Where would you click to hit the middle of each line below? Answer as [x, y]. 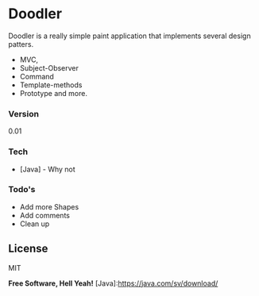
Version [24, 113]
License [28, 249]
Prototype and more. [53, 93]
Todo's [22, 190]
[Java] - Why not [47, 169]
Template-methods [51, 85]
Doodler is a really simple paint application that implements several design [130, 36]
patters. [21, 44]
